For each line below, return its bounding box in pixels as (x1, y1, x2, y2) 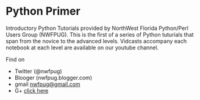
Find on (5, 55, 25, 63)
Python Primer (5, 4, 80, 18)
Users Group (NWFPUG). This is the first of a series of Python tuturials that (5, 30, 194, 38)
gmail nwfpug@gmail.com (14, 80, 80, 88)
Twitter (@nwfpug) (14, 67, 62, 74)
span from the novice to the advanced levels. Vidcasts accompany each (5, 37, 187, 45)
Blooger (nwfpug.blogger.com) (14, 74, 93, 81)
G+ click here (14, 87, 49, 94)
